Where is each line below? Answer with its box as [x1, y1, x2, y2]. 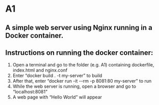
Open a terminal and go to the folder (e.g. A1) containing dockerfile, [12, 62, 154, 68]
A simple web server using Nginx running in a [5, 23, 153, 32]
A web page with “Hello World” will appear [12, 94, 102, 100]
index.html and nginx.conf [12, 67, 68, 74]
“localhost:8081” [12, 89, 47, 95]
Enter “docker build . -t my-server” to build [12, 73, 102, 79]
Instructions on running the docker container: [5, 48, 153, 57]
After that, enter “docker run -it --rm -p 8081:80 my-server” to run [12, 78, 152, 84]
